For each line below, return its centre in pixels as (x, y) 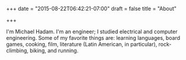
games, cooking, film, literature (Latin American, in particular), (82, 44)
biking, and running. (54, 50)
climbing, (17, 50)
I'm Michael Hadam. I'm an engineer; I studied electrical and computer (92, 31)
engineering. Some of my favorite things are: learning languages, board (93, 38)
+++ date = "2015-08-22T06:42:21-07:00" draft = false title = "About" (91, 9)
